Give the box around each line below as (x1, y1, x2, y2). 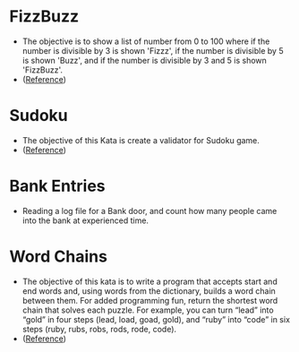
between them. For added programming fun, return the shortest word (21, 295, 278, 305)
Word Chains (9, 246, 107, 266)
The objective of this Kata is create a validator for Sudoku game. (21, 134, 260, 145)
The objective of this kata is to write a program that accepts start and (21, 276, 278, 287)
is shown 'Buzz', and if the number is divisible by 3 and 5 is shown (21, 55, 267, 65)
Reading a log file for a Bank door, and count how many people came (21, 205, 278, 216)
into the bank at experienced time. (21, 215, 149, 226)
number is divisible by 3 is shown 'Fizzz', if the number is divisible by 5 (21, 45, 284, 56)
